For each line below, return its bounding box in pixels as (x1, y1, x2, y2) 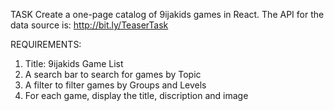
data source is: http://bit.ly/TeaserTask (10, 19, 169, 31)
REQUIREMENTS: (10, 39, 82, 50)
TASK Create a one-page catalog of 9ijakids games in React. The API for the (10, 9, 325, 20)
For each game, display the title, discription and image (24, 90, 249, 101)
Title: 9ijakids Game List (24, 58, 124, 69)
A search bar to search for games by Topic (24, 69, 202, 80)
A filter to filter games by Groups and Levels (24, 79, 207, 91)
